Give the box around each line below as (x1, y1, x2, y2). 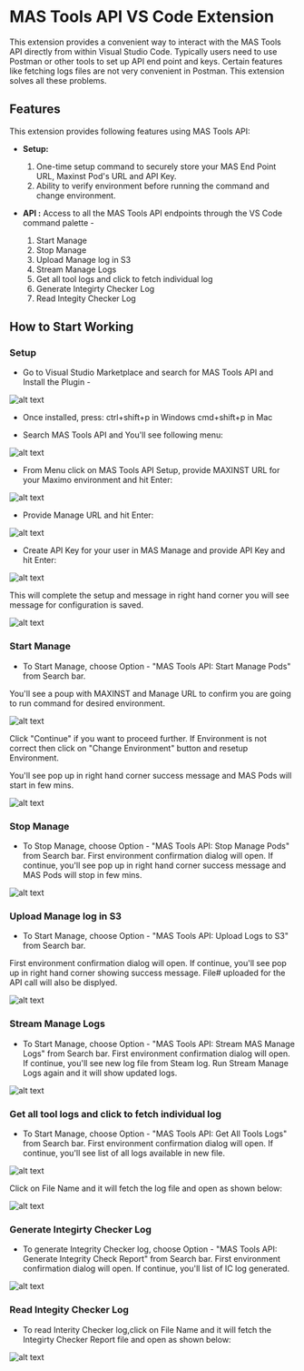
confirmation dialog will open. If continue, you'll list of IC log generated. (22, 1263, 290, 1275)
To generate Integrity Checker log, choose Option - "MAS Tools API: (22, 1244, 278, 1255)
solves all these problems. (9, 75, 107, 86)
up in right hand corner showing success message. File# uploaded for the (9, 967, 286, 979)
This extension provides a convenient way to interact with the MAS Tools (9, 36, 281, 47)
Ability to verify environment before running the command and (35, 180, 270, 191)
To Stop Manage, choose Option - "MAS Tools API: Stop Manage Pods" (22, 841, 290, 852)
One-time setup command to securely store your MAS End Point (35, 161, 277, 172)
